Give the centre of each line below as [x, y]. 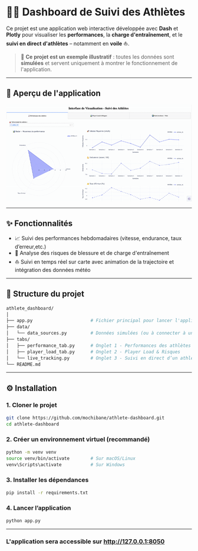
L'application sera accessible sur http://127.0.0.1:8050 [85, 542]
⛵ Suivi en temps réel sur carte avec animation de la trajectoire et [94, 261]
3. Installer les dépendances [47, 480]
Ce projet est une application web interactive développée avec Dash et [92, 28]
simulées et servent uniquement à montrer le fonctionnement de [99, 63]
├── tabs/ [18, 340]
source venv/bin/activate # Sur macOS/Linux [71, 459]
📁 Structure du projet [45, 294]
